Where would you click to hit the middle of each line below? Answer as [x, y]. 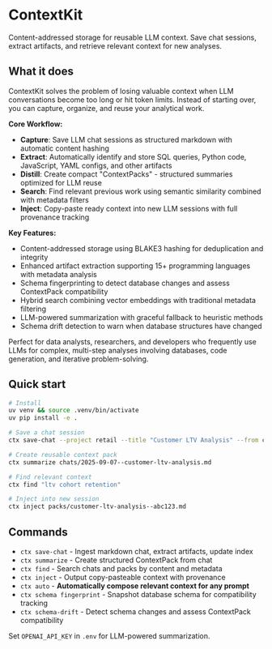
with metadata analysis [58, 274]
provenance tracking [55, 217]
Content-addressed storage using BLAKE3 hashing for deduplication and [142, 248]
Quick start [37, 384]
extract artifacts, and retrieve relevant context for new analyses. [115, 45]
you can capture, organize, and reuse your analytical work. [106, 108]
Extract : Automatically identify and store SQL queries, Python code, [133, 156]
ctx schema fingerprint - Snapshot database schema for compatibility [138, 594]
